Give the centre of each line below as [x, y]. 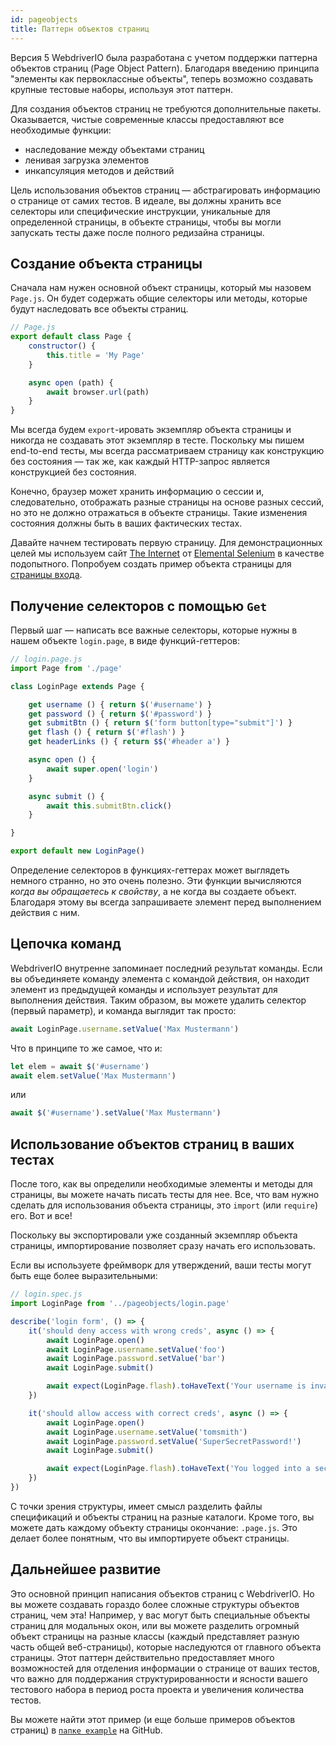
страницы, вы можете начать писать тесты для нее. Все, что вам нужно [165, 1195]
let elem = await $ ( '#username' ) [80, 1066]
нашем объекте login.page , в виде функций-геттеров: [125, 640]
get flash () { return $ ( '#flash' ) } [107, 732]
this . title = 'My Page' [95, 355]
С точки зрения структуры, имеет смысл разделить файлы [136, 1506]
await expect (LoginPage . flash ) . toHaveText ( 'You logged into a [178, 1469]
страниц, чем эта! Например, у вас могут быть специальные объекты [160, 1615]
